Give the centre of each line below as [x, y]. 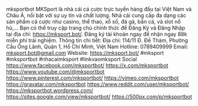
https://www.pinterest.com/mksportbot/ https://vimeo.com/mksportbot [92, 78]
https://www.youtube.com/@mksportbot [55, 72]
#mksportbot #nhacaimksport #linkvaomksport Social [72, 59]
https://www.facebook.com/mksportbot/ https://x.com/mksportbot [87, 65]
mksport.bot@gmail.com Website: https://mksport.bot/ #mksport [85, 53]
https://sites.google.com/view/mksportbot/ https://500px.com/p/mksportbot [99, 97]
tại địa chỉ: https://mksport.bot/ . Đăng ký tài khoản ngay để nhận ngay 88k [97, 34]
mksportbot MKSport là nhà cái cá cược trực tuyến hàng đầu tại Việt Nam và [99, 9]
